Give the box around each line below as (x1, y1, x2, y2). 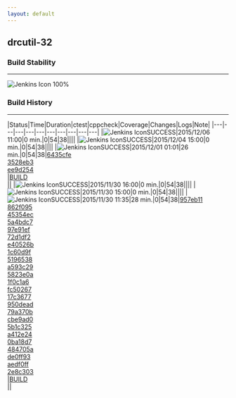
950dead (7, 300, 34, 309)
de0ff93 (7, 352, 31, 361)
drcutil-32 (7, 37, 53, 49)
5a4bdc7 (7, 218, 34, 226)
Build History (7, 98, 53, 108)
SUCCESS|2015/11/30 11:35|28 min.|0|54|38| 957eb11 (51, 195, 203, 204)
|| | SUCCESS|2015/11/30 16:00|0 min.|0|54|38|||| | (7, 180, 196, 189)
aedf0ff (7, 360, 29, 368)
